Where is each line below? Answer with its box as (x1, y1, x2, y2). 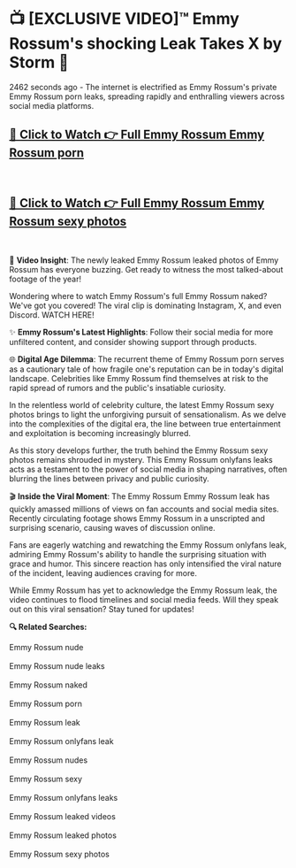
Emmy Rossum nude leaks (9, 660, 105, 671)
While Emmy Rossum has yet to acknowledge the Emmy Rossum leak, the (9, 585, 277, 595)
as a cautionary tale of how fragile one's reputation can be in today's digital (9, 364, 285, 374)
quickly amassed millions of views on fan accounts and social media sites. (9, 503, 280, 514)
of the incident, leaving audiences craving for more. (9, 567, 197, 578)
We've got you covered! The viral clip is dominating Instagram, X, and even (9, 300, 282, 311)
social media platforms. (9, 100, 95, 111)
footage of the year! (9, 273, 82, 284)
